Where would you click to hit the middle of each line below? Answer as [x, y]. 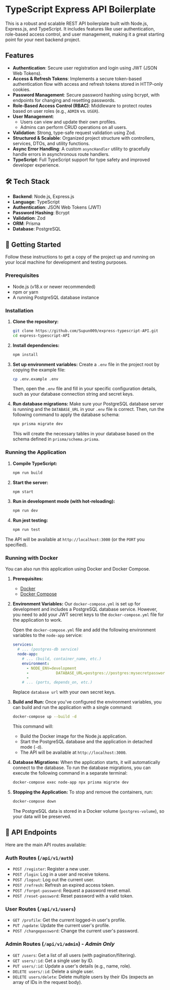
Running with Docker [32, 558]
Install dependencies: [36, 345]
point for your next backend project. [43, 40]
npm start [23, 492]
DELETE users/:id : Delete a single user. [53, 971]
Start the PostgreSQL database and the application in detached [86, 742]
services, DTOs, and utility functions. [51, 143]
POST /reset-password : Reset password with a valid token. [73, 896]
